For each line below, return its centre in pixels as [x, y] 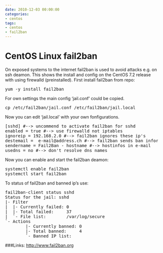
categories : [17, 14]
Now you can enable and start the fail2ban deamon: [57, 160]
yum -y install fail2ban [34, 89]
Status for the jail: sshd [37, 197]
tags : [10, 23]
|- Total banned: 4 [54, 231]
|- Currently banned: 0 [54, 226]
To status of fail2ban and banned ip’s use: [47, 183]
